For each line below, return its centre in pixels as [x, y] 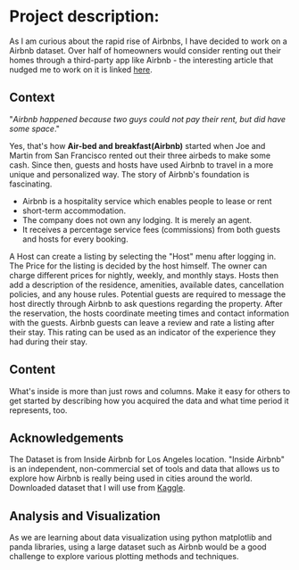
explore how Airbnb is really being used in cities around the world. [131, 478]
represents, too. [38, 410]
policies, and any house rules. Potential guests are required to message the [148, 294]
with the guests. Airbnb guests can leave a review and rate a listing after [142, 322]
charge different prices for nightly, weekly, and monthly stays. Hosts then [144, 275]
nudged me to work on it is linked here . [81, 70]
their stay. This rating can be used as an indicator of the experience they [143, 332]
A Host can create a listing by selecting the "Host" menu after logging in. [143, 256]
